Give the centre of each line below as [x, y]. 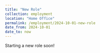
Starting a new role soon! [30, 46]
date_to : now [18, 32]
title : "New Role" [23, 9]
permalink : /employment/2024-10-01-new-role [50, 23]
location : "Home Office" [30, 18]
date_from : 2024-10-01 [28, 27]
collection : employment [29, 14]
